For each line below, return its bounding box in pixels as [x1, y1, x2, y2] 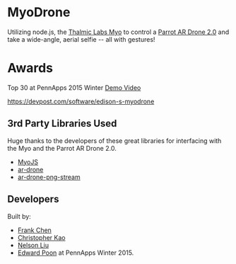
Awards [7, 60, 54, 76]
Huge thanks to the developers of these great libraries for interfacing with [7, 136, 222, 145]
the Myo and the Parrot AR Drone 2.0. [7, 144, 117, 152]
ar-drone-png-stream [17, 173, 81, 181]
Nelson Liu [17, 241, 49, 249]
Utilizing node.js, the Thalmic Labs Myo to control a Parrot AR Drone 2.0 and [7, 28, 230, 36]
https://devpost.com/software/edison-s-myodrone [7, 97, 155, 105]
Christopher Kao [17, 233, 66, 241]
